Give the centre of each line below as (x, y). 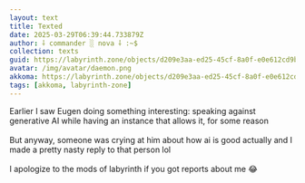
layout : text (34, 18)
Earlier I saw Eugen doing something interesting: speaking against (133, 111)
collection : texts (44, 52)
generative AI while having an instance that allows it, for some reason (139, 120)
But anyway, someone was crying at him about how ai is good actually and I (151, 140)
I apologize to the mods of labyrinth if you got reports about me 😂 (133, 169)
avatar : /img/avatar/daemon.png (70, 69)
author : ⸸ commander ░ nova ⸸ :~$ (74, 43)
